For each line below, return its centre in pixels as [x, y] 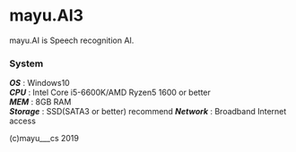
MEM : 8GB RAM [40, 102]
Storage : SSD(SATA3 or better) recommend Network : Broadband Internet [148, 112]
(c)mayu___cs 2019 [44, 139]
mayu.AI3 [46, 16]
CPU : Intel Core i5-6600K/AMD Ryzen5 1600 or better [110, 93]
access [22, 121]
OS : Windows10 [39, 83]
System [26, 63]
